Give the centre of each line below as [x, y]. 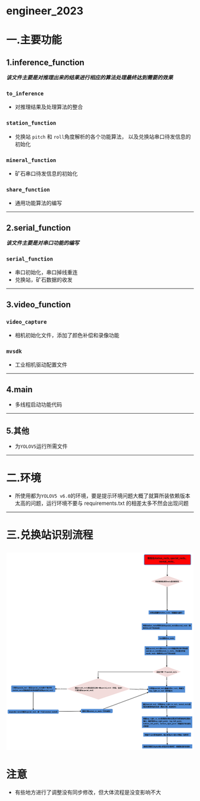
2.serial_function [39, 228]
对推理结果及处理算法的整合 [49, 107]
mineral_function [31, 160]
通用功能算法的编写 [38, 203]
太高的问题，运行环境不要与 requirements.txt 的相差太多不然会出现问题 [101, 503]
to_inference [25, 94]
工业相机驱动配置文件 [41, 365]
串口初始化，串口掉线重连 [46, 272]
